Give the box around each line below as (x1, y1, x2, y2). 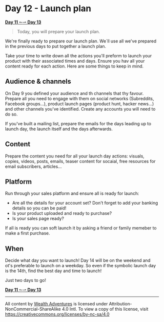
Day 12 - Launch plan (5, 3, 91, 14)
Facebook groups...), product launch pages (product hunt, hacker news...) (5, 101, 154, 107)
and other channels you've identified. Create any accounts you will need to (5, 106, 156, 112)
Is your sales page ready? (12, 216, 64, 222)
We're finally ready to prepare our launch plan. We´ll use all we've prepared (5, 38, 157, 44)
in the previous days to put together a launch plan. (5, 43, 106, 49)
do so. (5, 111, 18, 117)
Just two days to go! (5, 277, 46, 283)
